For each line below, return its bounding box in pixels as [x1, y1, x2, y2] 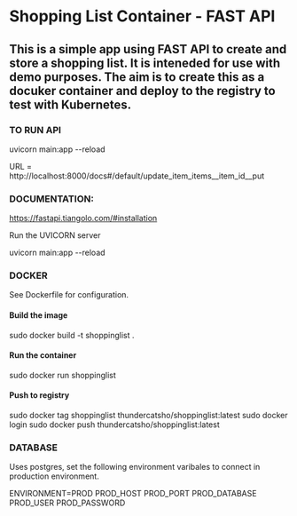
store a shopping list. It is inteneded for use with [9, 55, 281, 70]
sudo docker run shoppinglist [9, 369, 117, 380]
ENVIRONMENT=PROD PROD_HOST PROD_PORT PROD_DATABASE [9, 488, 257, 499]
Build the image [9, 310, 68, 321]
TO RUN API [9, 123, 62, 136]
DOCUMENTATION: [9, 193, 95, 205]
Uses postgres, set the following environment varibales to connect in [9, 462, 261, 472]
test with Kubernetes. [9, 97, 132, 112]
